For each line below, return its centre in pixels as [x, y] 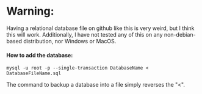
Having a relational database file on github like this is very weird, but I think [100, 28]
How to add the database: [40, 55]
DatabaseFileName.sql [34, 74]
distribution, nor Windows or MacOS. [70, 41]
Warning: [30, 11]
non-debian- [180, 34]
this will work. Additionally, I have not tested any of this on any [85, 34]
